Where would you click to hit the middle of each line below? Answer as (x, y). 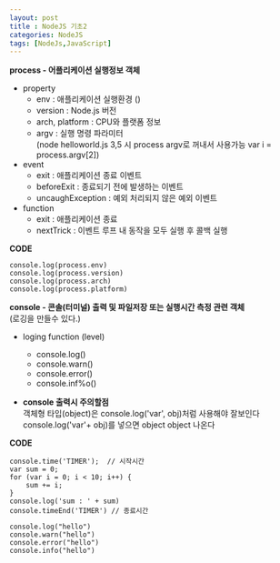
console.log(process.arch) (60, 281)
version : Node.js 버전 (76, 111)
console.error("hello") (55, 543)
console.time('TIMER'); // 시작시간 (77, 462)
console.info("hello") (52, 551)
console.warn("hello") (52, 535)
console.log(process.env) (58, 266)
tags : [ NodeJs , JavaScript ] (60, 43)
